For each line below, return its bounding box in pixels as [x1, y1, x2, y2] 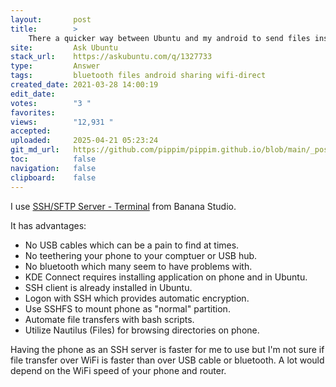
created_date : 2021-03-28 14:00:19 [10, 80, 159, 90]
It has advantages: [10, 219, 87, 231]
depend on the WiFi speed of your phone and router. [10, 364, 227, 376]
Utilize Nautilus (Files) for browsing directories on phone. [24, 324, 260, 336]
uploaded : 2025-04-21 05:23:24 [10, 136, 159, 146]
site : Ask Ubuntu [10, 42, 118, 53]
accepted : [10, 126, 52, 136]
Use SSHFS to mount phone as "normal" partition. [24, 302, 231, 315]
